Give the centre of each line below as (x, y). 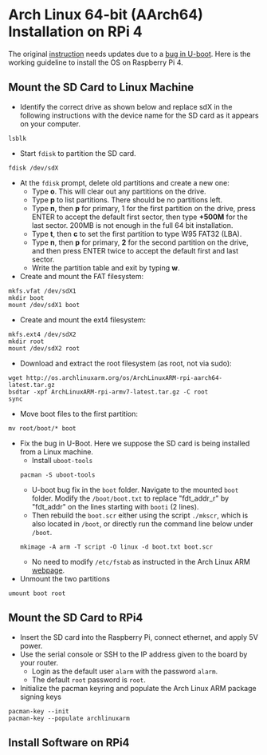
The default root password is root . (88, 679)
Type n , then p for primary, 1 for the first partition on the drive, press (144, 208)
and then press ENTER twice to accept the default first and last (135, 250)
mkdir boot (26, 298)
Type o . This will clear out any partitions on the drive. (119, 191)
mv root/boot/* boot (43, 428)
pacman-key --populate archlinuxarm (69, 718)
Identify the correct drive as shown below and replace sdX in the (126, 106)
